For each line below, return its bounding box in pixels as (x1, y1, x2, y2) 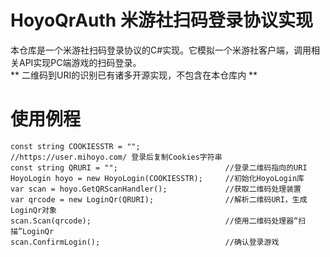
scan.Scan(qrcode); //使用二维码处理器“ (10, 216, 299, 226)
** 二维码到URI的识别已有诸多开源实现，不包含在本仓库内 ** (10, 69, 258, 81)
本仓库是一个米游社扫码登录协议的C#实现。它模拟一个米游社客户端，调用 (10, 44, 312, 56)
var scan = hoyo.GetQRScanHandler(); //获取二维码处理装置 (10, 184, 302, 194)
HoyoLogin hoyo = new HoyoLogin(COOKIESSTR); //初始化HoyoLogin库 (10, 173, 305, 183)
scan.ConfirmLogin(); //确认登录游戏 (10, 237, 280, 247)
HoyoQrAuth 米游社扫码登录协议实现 (10, 9, 313, 32)
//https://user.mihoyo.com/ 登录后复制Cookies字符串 (10, 152, 223, 162)
